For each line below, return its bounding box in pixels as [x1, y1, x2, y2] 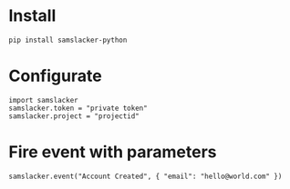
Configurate [8, 65, 102, 86]
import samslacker [8, 95, 78, 104]
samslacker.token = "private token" [8, 104, 148, 113]
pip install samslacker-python [8, 35, 128, 45]
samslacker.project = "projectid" [8, 111, 140, 121]
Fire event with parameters [8, 142, 217, 163]
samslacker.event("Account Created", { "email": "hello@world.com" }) [8, 172, 283, 181]
